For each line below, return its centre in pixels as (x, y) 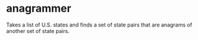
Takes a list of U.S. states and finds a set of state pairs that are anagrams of (99, 25)
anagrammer (39, 9)
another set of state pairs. (38, 31)
